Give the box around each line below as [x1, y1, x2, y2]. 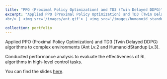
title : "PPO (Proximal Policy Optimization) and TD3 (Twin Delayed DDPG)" [5, 7, 164, 12]
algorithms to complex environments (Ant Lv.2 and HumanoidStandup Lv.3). [5, 44, 160, 50]
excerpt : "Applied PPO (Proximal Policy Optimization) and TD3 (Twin [5, 12, 153, 17]
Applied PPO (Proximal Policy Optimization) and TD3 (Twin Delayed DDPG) [5, 39, 158, 45]
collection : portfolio [5, 25, 52, 30]
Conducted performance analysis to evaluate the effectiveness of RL [5, 54, 146, 60]
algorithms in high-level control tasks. [5, 59, 83, 65]
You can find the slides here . [5, 69, 64, 75]
